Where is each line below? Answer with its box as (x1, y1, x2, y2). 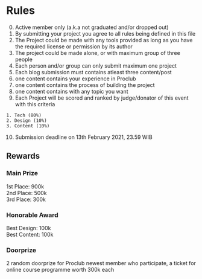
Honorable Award (6, 211, 58, 219)
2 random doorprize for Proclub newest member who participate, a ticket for (6, 260, 196, 267)
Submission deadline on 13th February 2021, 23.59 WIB (14, 133, 153, 141)
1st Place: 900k (6, 182, 44, 190)
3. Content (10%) (6, 123, 50, 129)
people (14, 56, 33, 63)
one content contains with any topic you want (14, 88, 128, 95)
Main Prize (6, 169, 38, 178)
